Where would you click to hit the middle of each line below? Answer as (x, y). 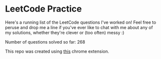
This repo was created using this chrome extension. (57, 51)
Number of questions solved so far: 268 (45, 42)
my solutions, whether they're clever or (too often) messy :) (65, 32)
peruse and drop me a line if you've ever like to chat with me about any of (79, 27)
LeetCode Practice (43, 9)
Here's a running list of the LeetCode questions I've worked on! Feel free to (80, 22)
